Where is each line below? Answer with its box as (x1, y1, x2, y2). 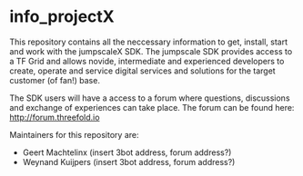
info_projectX (9, 6, 116, 27)
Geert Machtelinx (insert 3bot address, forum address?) (22, 147, 232, 158)
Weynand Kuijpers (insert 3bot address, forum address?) (22, 156, 236, 167)
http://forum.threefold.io (9, 112, 100, 122)
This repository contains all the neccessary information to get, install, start (9, 36, 288, 47)
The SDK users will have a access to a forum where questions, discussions (9, 93, 290, 103)
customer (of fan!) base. (9, 74, 100, 85)
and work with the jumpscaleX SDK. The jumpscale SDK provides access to (9, 45, 293, 56)
